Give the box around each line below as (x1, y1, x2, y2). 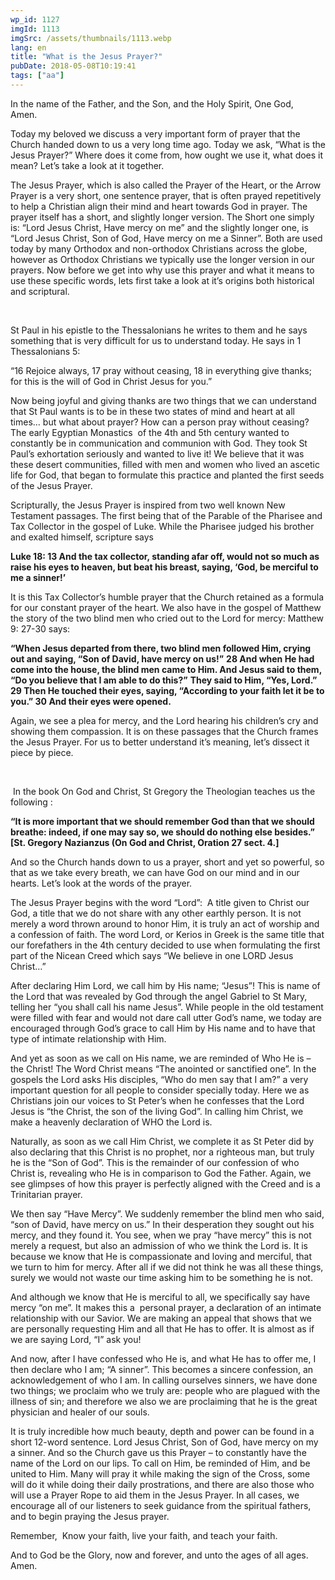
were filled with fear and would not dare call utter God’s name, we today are (10, 1011, 322, 1023)
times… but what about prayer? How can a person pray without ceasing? (10, 416, 310, 428)
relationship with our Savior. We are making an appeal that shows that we (10, 1312, 313, 1324)
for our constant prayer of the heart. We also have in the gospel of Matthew (10, 601, 322, 613)
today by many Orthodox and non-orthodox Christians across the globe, (10, 242, 308, 255)
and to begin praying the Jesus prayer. (10, 1510, 170, 1522)
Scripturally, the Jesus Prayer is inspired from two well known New (10, 499, 286, 511)
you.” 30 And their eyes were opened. (10, 695, 172, 707)
